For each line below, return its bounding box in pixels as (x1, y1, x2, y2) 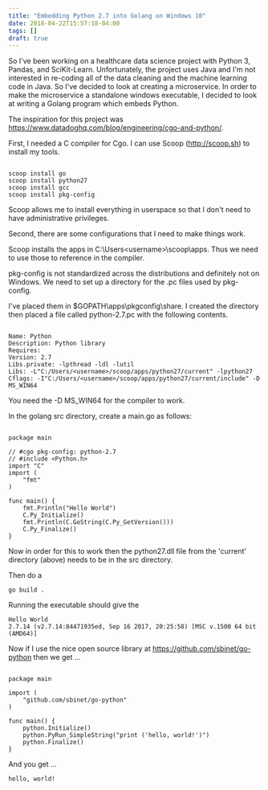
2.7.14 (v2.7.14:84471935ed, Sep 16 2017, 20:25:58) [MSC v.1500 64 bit (8, 623, 257, 631)
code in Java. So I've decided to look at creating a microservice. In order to (8, 82, 257, 92)
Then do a (8, 571, 43, 580)
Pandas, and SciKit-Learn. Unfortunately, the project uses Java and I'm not (8, 65, 256, 75)
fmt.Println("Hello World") (22, 504, 116, 513)
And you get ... (8, 759, 58, 769)
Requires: (8, 346, 42, 354)
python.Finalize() (22, 739, 84, 747)
